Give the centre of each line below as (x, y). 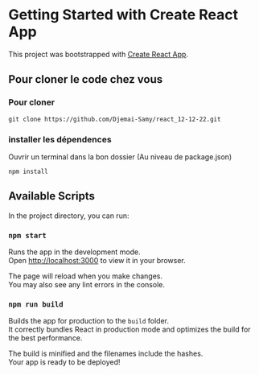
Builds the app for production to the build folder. (89, 321)
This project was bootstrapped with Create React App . (99, 54)
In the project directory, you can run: (69, 216)
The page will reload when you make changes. (86, 276)
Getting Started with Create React (123, 15)
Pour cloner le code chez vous (86, 79)
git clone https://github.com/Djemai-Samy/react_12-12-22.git (115, 119)
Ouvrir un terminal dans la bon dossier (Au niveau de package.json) (120, 157)
